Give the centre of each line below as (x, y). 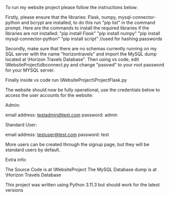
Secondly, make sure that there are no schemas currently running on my (81, 48)
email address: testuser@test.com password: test (57, 135)
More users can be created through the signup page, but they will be (77, 144)
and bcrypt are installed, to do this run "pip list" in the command (88, 23)
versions (14, 190)
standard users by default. (33, 150)
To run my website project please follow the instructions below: (72, 7)
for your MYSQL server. (30, 70)
